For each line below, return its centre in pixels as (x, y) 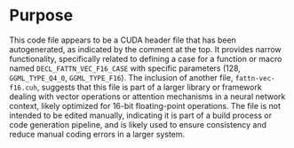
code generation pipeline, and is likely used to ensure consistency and (138, 124)
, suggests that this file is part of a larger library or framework (149, 87)
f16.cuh (24, 88)
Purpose (41, 16)
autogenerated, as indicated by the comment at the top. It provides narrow (145, 49)
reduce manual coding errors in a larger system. (97, 134)
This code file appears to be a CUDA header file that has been (123, 40)
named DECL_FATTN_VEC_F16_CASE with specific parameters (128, (125, 68)
